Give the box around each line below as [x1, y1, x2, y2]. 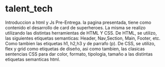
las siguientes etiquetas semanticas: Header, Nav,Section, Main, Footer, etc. [5, 35, 161, 41]
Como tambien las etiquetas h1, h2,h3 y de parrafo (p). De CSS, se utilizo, [5, 40, 156, 46]
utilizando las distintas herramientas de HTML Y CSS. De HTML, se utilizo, [5, 30, 157, 36]
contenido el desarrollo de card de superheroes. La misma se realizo [5, 24, 146, 30]
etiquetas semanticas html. [5, 56, 61, 62]
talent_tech [5, 3, 53, 14]
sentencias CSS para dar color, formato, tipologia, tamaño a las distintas [5, 51, 153, 57]
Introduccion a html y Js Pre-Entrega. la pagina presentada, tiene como [5, 19, 152, 25]
